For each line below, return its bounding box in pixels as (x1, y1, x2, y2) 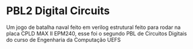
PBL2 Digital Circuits (6, 4, 110, 18)
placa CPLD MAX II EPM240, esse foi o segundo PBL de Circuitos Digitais (6, 30, 187, 37)
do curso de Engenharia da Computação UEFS (6, 36, 121, 43)
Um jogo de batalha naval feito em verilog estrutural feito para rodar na (6, 24, 181, 31)
